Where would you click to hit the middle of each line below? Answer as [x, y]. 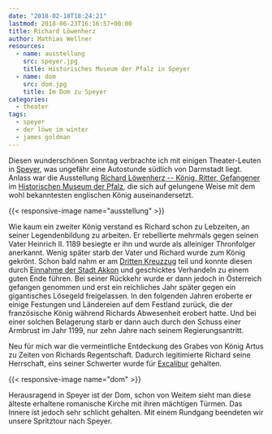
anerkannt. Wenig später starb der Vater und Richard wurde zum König [127, 252]
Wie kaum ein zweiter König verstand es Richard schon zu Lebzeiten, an [129, 226]
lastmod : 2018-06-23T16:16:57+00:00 [70, 24]
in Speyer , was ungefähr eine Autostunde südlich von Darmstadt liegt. [125, 169]
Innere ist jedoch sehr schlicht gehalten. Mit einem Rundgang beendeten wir [136, 412]
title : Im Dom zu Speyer [65, 92]
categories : [28, 99]
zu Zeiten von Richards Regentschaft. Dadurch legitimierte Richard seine [130, 354]
